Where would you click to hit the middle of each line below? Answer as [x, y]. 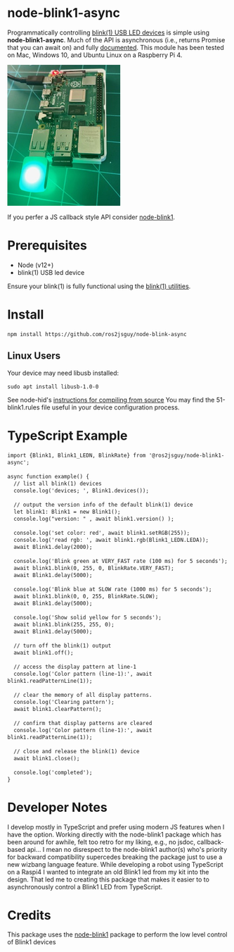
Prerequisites [47, 246]
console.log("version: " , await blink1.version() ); [94, 519]
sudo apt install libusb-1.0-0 [53, 387]
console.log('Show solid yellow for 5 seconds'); [87, 617]
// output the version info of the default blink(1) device [103, 505]
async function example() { [48, 476]
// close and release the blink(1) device [77, 751]
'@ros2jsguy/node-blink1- [187, 455]
